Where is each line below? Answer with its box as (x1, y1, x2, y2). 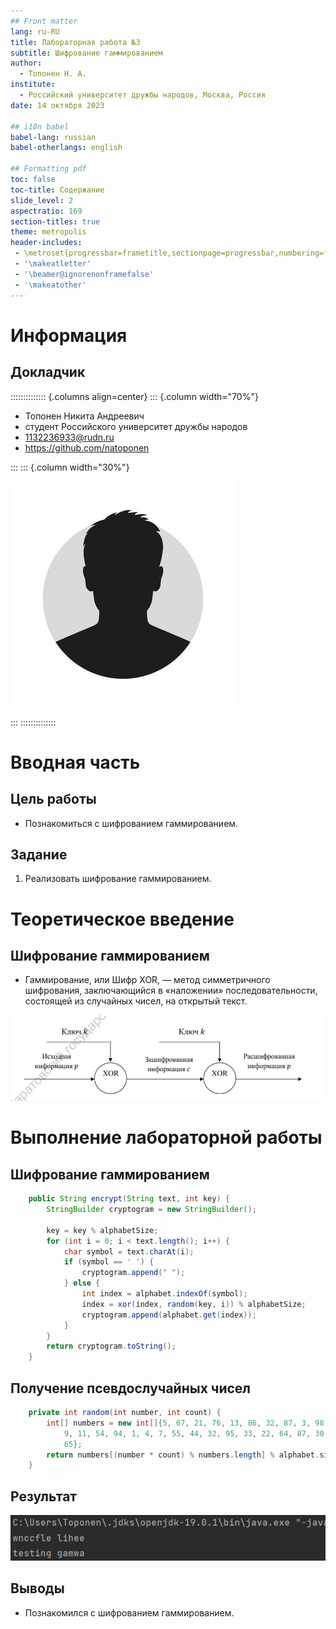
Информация (10, 324, 128, 347)
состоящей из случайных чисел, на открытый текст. (24, 995, 248, 1007)
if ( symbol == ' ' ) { (63, 1257, 155, 1267)
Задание (10, 846, 68, 863)
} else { (63, 1278, 101, 1289)
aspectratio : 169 (10, 206, 83, 216)
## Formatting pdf (10, 164, 87, 174)
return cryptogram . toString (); (46, 1341, 177, 1352)
